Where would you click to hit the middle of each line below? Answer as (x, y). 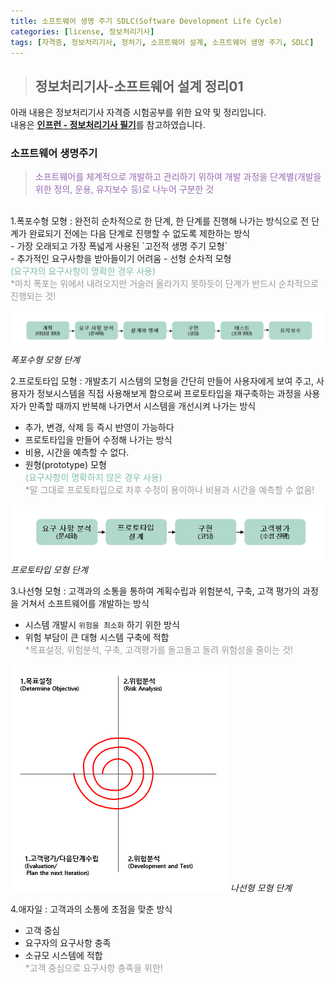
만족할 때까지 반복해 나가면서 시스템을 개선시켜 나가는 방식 (142, 406)
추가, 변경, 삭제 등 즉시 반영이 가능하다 (99, 427)
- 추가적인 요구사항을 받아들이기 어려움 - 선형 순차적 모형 (121, 259)
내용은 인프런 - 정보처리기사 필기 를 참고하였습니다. (108, 125)
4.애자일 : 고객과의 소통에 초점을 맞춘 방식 (91, 909)
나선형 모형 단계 (260, 888)
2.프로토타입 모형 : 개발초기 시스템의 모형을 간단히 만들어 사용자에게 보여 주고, (162, 381)
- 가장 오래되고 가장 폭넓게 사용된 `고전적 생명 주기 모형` (119, 246)
